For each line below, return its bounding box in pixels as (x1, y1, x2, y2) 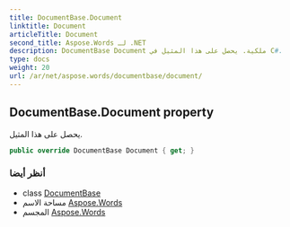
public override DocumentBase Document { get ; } (9, 145, 195, 155)
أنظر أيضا (9, 167, 46, 179)
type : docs (9, 55, 50, 64)
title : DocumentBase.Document (9, 13, 123, 22)
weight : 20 (9, 64, 50, 73)
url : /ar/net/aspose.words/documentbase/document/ (9, 72, 203, 81)
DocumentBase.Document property (9, 105, 214, 120)
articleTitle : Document (9, 30, 99, 39)
